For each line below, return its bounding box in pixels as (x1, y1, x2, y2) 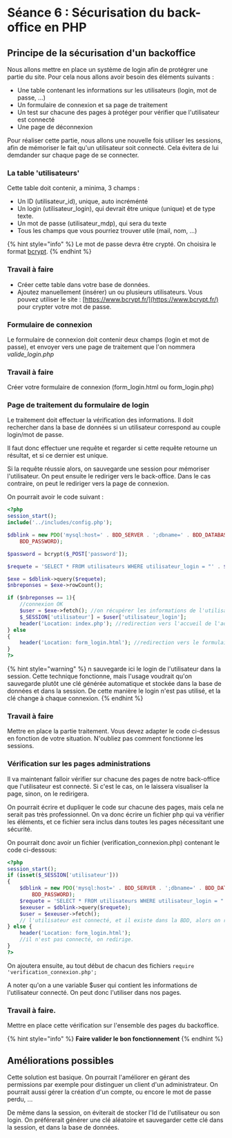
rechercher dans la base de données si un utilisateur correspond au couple (7, 423, 221, 431)
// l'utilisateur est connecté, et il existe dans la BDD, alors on (19, 917, 221, 924)
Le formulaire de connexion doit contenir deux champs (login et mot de (7, 335, 209, 344)
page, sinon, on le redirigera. (7, 790, 89, 798)
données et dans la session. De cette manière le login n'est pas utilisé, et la (7, 687, 221, 696)
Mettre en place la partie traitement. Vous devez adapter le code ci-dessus (7, 727, 220, 736)
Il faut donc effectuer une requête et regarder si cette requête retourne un (7, 444, 217, 452)
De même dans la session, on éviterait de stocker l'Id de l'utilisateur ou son (7, 1108, 220, 1117)
